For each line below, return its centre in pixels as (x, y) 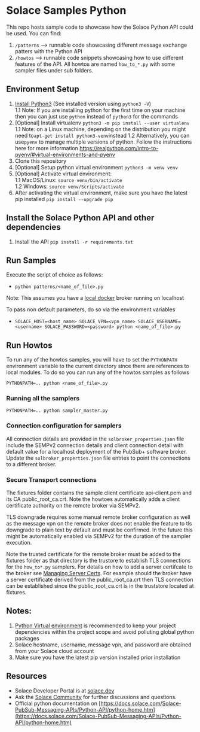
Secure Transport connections (51, 479)
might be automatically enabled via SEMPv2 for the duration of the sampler (99, 536)
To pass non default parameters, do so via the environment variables (91, 309)
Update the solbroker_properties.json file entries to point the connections (99, 458)
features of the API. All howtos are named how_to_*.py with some (95, 64)
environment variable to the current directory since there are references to (98, 366)
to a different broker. (31, 464)
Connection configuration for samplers (64, 426)
